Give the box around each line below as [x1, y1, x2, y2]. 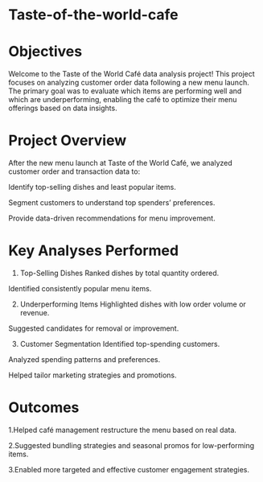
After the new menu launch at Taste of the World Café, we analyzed [8, 159, 233, 168]
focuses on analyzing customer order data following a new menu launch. [8, 78, 249, 88]
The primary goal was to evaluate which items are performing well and [8, 86, 242, 96]
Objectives [8, 43, 83, 61]
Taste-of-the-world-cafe [8, 6, 179, 24]
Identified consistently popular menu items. [8, 284, 152, 293]
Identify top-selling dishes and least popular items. [8, 183, 177, 192]
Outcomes [8, 398, 80, 417]
